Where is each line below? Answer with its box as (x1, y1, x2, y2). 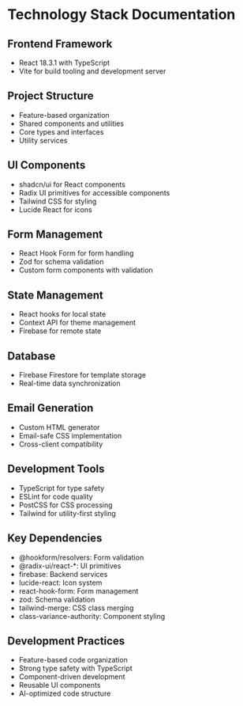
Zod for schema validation (18, 257, 104, 267)
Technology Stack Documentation (7, 6, 236, 24)
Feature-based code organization (18, 655, 128, 665)
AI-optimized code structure (18, 689, 111, 698)
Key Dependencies (7, 532, 103, 545)
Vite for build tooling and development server (18, 66, 166, 76)
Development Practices (7, 634, 125, 647)
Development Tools (7, 462, 105, 476)
